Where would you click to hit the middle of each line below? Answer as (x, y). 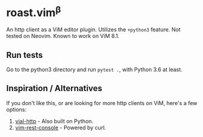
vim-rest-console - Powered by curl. (60, 127)
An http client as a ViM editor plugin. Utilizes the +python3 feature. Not (93, 30)
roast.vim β (34, 12)
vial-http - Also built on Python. (54, 121)
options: (17, 109)
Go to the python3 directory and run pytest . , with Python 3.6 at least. (95, 69)
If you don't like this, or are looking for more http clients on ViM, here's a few (102, 103)
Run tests (25, 55)
